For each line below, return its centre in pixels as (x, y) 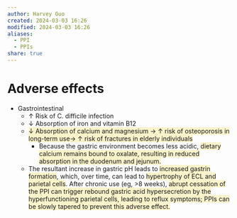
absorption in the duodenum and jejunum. (100, 161)
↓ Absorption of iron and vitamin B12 (82, 123)
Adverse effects (56, 89)
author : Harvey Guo (36, 14)
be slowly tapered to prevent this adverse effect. (99, 206)
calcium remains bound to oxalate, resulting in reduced (119, 153)
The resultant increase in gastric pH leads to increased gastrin (119, 168)
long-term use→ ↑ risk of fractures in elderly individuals (110, 138)
